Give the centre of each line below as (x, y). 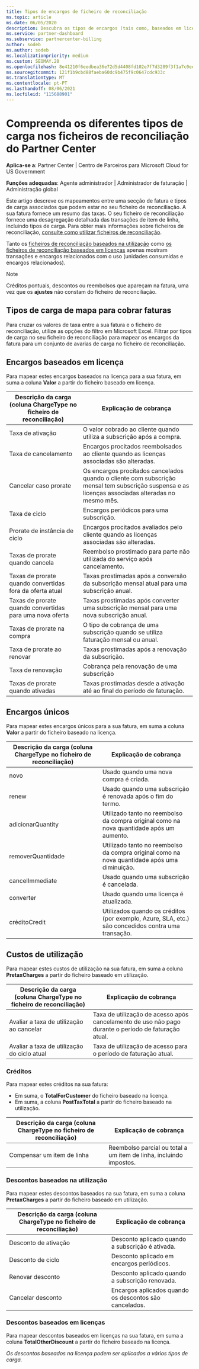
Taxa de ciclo (28, 514)
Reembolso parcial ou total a (148, 1148)
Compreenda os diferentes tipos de (95, 124)
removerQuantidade (37, 857)
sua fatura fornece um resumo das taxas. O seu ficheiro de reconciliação (95, 213)
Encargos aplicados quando (150, 1290)
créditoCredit (28, 922)
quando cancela (32, 563)
